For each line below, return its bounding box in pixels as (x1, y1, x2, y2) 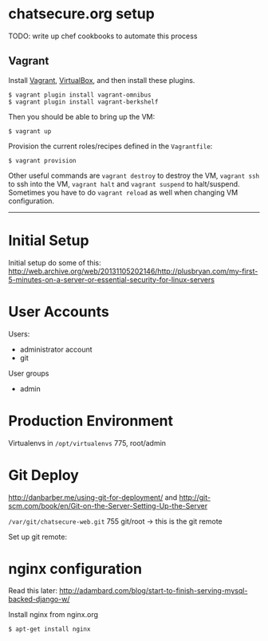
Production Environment (8, 411, 174, 430)
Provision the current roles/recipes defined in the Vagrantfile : (8, 141, 213, 151)
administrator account (19, 344, 93, 354)
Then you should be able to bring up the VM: (8, 112, 156, 121)
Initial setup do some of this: (8, 258, 101, 267)
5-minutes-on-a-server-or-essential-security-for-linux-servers (8, 274, 215, 284)
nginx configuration (8, 560, 142, 578)
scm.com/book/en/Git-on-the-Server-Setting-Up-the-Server (8, 501, 208, 510)
